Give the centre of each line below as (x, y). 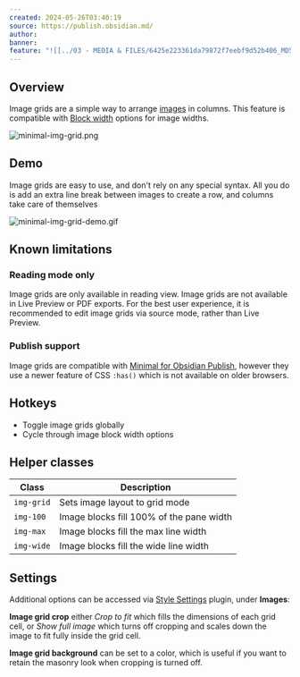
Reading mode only (52, 275)
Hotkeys (33, 403)
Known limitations (61, 250)
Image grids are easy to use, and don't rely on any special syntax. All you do (150, 185)
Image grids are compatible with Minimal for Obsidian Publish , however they (149, 365)
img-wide (32, 546)
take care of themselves (54, 204)
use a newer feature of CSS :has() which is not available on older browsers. (149, 375)
